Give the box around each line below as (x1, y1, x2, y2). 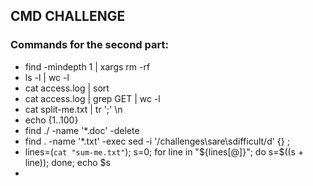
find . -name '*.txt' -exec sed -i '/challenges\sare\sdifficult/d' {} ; (24, 135, 290, 147)
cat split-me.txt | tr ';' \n (24, 103, 123, 115)
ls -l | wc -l (24, 71, 70, 83)
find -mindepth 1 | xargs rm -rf (24, 60, 151, 73)
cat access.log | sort (24, 82, 110, 94)
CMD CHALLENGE (10, 8, 126, 25)
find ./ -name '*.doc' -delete (24, 124, 140, 136)
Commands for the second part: (10, 38, 169, 52)
